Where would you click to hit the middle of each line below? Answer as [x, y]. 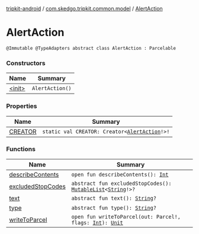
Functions [21, 149]
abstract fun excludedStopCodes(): [121, 183]
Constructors [26, 63]
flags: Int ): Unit [97, 222]
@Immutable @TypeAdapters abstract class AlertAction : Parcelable [91, 48]
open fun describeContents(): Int [120, 174]
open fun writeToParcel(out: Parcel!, [126, 217]
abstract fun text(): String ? [114, 198]
